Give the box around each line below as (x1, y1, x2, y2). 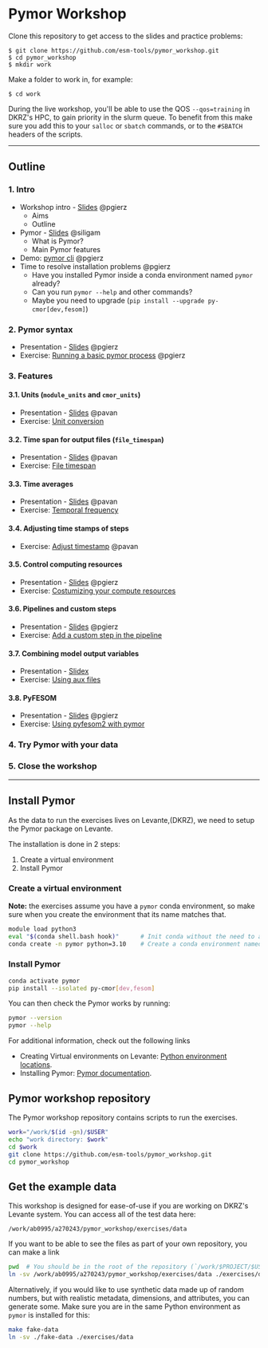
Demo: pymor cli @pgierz (19, 253, 104, 263)
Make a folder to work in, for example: (8, 74, 133, 84)
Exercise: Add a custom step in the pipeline (19, 631, 162, 640)
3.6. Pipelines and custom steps (8, 604, 117, 614)
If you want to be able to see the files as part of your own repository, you (8, 1239, 247, 1249)
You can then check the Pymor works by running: (8, 998, 171, 1008)
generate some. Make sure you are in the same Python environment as (8, 1302, 241, 1311)
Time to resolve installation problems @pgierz (19, 261, 171, 271)
